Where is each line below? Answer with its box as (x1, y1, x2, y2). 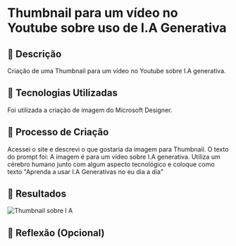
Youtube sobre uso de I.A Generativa (7, 20, 227, 36)
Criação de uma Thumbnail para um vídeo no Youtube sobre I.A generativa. (7, 67, 227, 75)
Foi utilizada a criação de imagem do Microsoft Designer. (7, 106, 173, 114)
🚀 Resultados (7, 188, 67, 200)
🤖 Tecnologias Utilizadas (7, 87, 118, 99)
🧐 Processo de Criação (7, 126, 109, 138)
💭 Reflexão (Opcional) (7, 227, 105, 239)
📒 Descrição (7, 48, 62, 60)
